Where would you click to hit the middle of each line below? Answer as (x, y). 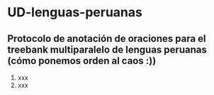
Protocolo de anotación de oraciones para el (107, 39)
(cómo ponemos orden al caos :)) (82, 61)
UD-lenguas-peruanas (75, 12)
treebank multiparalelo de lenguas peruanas (107, 49)
